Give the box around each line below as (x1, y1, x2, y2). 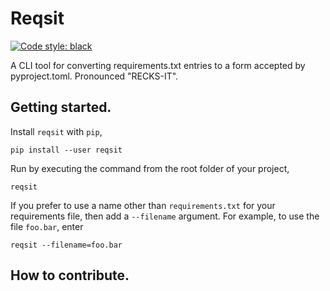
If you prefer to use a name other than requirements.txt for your (10, 199, 276, 211)
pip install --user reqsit (10, 145, 123, 155)
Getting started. (10, 99, 112, 116)
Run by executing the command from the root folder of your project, (10, 162, 290, 174)
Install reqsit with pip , (10, 125, 103, 137)
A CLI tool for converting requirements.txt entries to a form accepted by (10, 59, 306, 71)
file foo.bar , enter (10, 220, 84, 232)
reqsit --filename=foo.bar (10, 240, 123, 250)
